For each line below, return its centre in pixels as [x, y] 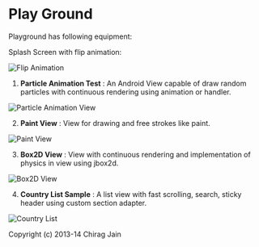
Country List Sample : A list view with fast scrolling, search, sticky [131, 194]
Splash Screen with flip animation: [65, 52]
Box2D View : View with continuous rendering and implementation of [135, 154]
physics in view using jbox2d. [69, 163]
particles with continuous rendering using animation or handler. [125, 92]
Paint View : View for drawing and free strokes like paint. [115, 123]
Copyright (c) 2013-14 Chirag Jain [65, 234]
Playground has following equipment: [70, 36]
